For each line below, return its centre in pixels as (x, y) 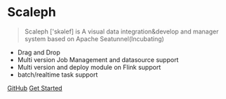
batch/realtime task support (58, 75)
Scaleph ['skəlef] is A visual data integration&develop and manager (121, 31)
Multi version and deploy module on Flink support (89, 67)
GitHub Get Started (35, 88)
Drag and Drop (39, 52)
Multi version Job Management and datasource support (98, 59)
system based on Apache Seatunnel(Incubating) (94, 38)
